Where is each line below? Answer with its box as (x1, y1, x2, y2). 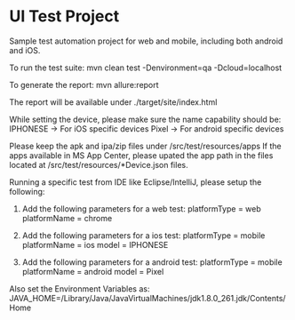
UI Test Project (9, 6, 120, 27)
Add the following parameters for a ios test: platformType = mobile (21, 229, 266, 241)
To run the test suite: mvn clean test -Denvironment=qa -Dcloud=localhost (9, 62, 283, 73)
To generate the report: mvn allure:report (9, 79, 159, 90)
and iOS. (9, 44, 41, 55)
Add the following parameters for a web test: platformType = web (21, 203, 262, 214)
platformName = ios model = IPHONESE (21, 239, 169, 250)
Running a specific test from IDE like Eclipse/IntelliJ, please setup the (9, 176, 262, 188)
